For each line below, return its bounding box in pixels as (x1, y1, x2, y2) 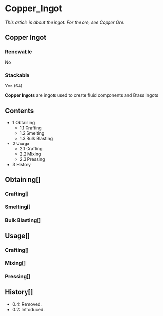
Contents (5, 107, 34, 115)
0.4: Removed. (12, 301, 42, 307)
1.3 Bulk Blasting (19, 135, 53, 141)
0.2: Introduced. (12, 306, 45, 312)
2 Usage (12, 141, 29, 146)
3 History (12, 161, 31, 167)
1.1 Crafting (19, 125, 42, 131)
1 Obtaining (12, 119, 35, 125)
